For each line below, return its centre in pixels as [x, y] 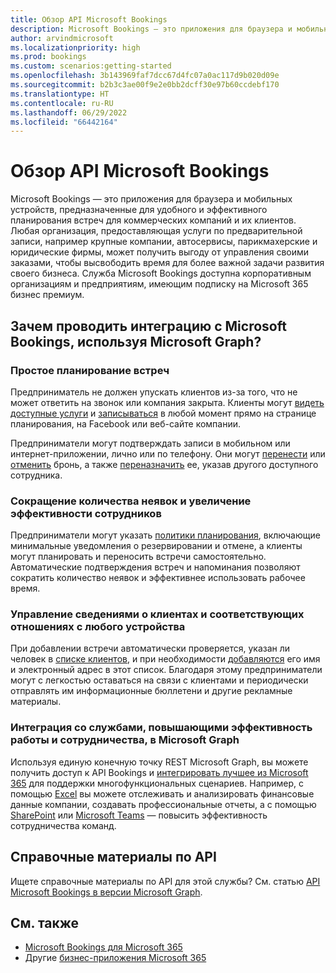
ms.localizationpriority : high [75, 47]
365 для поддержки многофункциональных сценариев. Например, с [157, 783]
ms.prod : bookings [48, 57]
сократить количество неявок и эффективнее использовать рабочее [158, 578]
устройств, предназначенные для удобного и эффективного [139, 210]
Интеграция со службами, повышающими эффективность [161, 728]
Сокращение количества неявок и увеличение [131, 501]
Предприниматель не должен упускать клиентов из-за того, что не [154, 392]
